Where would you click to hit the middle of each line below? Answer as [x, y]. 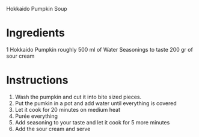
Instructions [37, 80]
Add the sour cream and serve [53, 129]
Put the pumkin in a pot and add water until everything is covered [96, 103]
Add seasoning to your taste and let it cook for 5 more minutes [92, 122]
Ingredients [35, 33]
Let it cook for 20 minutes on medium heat [68, 109]
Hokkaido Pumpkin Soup [37, 9]
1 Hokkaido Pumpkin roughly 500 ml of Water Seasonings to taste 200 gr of [100, 49]
